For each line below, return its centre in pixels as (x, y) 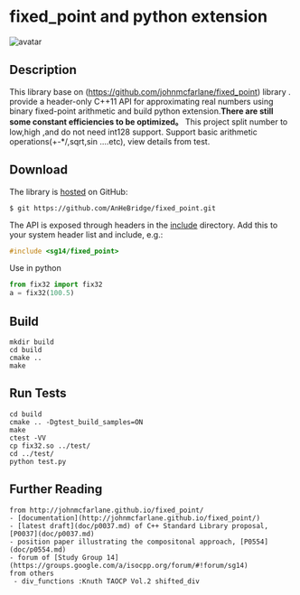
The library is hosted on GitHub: (69, 191)
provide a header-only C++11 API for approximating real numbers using (141, 101)
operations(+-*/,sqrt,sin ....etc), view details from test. (110, 141)
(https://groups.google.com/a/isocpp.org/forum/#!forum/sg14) (129, 565)
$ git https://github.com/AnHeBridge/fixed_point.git (113, 208)
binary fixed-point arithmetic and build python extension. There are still (141, 111)
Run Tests (38, 393)
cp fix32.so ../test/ (50, 446)
